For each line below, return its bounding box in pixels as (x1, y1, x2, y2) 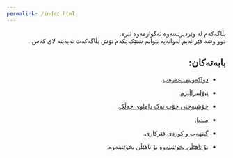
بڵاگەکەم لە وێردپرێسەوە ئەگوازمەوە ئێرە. (120, 29, 226, 38)
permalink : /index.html (6, 10, 76, 17)
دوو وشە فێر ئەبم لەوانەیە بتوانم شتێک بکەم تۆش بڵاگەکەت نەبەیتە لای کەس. (30, 36, 226, 45)
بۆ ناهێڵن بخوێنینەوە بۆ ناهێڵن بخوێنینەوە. (106, 143, 209, 151)
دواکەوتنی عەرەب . (161, 75, 209, 84)
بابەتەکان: (188, 57, 226, 69)
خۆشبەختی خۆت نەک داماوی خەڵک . (117, 102, 209, 111)
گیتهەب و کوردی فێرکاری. (143, 129, 209, 138)
